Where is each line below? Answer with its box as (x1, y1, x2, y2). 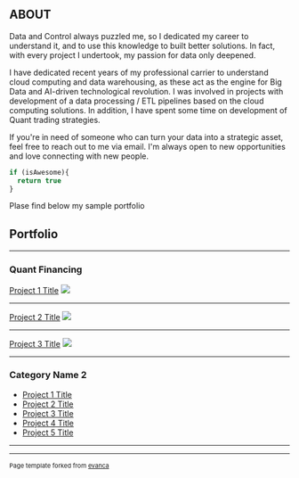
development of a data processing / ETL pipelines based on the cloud (9, 95, 264, 106)
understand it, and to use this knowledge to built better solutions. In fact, (9, 40, 276, 51)
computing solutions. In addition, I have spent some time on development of (9, 104, 287, 115)
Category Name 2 (9, 369, 87, 382)
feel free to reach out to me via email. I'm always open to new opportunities (9, 141, 287, 152)
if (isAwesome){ (9, 168, 69, 177)
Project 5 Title (21, 427, 74, 438)
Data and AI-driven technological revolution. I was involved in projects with (9, 86, 284, 96)
